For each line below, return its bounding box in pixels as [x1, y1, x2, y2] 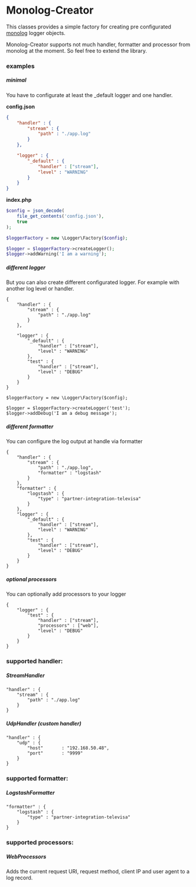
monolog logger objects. [6, 29, 66, 36]
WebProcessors [6, 853, 47, 860]
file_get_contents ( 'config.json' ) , [17, 214, 104, 220]
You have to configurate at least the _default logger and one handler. [6, 91, 173, 98]
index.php [6, 196, 32, 204]
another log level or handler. [6, 285, 74, 292]
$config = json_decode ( [6, 208, 65, 214]
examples [6, 62, 35, 70]
